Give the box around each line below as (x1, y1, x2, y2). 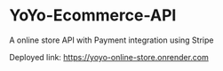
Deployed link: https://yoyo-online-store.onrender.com (9, 51, 209, 62)
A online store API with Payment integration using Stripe (9, 35, 214, 45)
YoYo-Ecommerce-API (9, 5, 177, 26)
